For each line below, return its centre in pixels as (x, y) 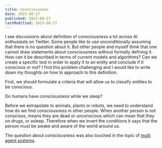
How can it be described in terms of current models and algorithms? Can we (81, 57)
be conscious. (19, 87)
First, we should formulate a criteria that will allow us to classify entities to (79, 82)
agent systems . (20, 141)
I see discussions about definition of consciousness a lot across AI (71, 37)
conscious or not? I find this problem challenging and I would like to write (78, 67)
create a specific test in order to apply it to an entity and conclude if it (74, 62)
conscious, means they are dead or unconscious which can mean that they (80, 116)
